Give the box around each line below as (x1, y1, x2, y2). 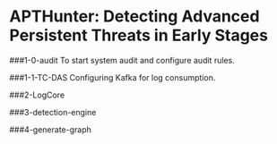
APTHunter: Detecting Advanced (9, 6, 260, 27)
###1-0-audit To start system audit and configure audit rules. (9, 55, 235, 65)
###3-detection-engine (9, 106, 97, 117)
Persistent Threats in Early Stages (9, 25, 269, 46)
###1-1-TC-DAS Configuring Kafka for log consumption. (9, 72, 216, 82)
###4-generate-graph (9, 123, 92, 135)
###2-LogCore (9, 89, 65, 100)
